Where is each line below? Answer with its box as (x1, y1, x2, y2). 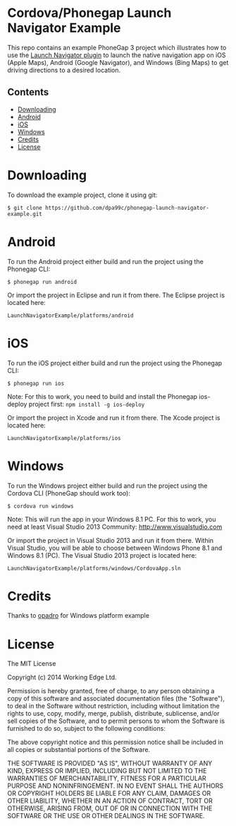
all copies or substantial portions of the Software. (7, 746, 150, 754)
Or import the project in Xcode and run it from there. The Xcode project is (7, 413, 221, 421)
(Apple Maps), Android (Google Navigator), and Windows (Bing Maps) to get (7, 58, 229, 66)
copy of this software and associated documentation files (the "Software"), (7, 694, 225, 703)
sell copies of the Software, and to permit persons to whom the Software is (7, 717, 225, 725)
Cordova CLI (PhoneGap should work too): (7, 489, 130, 497)
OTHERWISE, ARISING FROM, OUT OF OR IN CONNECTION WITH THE (7, 804, 213, 813)
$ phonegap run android (7, 278, 77, 285)
